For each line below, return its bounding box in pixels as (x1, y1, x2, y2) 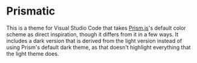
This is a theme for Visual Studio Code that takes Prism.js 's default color (6, 24, 186, 31)
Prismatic (6, 4, 56, 18)
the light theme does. (6, 50, 59, 57)
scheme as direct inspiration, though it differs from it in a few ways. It (6, 30, 179, 38)
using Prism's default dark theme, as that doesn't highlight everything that (6, 44, 191, 51)
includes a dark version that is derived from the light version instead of (6, 37, 182, 44)
